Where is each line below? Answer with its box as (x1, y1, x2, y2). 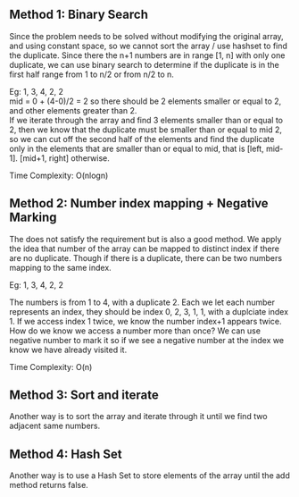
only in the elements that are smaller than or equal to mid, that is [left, (9, 143, 265, 154)
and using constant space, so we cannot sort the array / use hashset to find (9, 40, 288, 51)
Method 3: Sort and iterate (9, 388, 159, 403)
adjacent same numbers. (9, 420, 101, 432)
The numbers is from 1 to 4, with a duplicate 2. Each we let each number (9, 297, 275, 307)
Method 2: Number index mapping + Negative (9, 196, 270, 211)
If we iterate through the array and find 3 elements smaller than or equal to (9, 114, 284, 125)
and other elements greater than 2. (9, 105, 137, 115)
